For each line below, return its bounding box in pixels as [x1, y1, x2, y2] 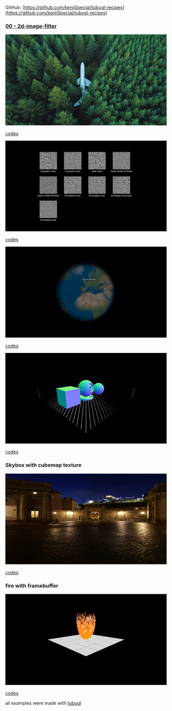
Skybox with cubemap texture [5, 462, 82, 469]
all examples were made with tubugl [5, 700, 81, 706]
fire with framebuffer [5, 582, 59, 590]
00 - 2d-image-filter [5, 23, 57, 30]
